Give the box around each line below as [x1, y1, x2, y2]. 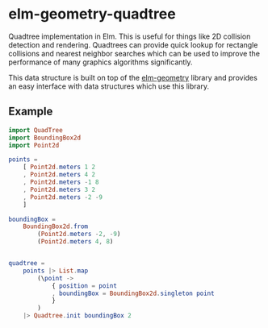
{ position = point [51, 281, 117, 290]
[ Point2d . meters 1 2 [23, 163, 95, 172]
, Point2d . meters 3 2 [23, 185, 95, 193]
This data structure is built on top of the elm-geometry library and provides [8, 73, 258, 82]
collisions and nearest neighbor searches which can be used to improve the [8, 48, 261, 58]
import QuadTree [8, 126, 63, 134]
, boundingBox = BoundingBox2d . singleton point [51, 289, 216, 297]
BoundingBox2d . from [23, 222, 89, 230]
